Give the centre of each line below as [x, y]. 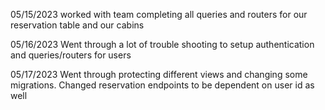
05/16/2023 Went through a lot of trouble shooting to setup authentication [162, 44]
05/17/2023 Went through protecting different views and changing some [159, 74]
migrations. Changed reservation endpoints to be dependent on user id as [162, 85]
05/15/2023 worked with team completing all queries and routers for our [159, 14]
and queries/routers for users [71, 55]
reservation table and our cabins [77, 25]
